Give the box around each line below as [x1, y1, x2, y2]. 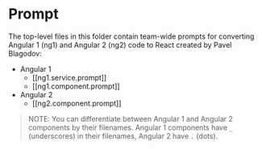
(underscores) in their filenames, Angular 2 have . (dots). [27, 130, 218, 141]
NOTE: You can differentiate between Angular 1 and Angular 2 [27, 114, 234, 123]
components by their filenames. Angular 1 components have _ [27, 122, 234, 132]
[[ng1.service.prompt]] [31, 72, 107, 82]
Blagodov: [8, 48, 42, 58]
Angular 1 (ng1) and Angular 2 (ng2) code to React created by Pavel [8, 39, 232, 49]
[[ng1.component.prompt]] [31, 81, 120, 91]
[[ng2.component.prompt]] [31, 98, 122, 108]
